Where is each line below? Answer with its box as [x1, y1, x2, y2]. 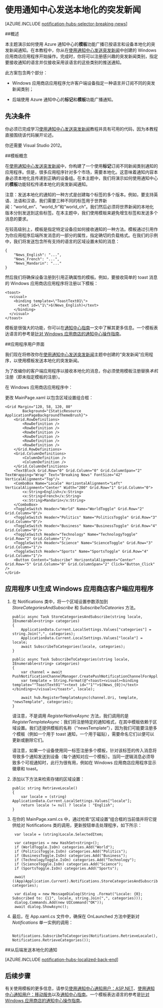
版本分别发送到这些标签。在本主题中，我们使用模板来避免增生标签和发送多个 [5, 210, 158, 215]
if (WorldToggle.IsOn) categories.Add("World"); [14, 845, 115, 849]
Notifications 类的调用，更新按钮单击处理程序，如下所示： [26, 822, 142, 828]
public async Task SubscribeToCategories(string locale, [12, 657, 130, 662]
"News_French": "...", [14, 256, 60, 262]
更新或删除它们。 [12, 737, 47, 743]
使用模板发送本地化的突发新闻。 [17, 357, 81, 363]
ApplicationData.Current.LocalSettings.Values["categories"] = [21, 627, 151, 632]
